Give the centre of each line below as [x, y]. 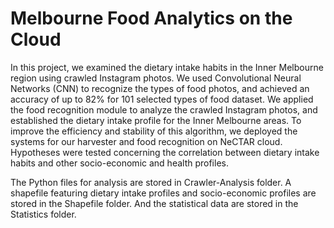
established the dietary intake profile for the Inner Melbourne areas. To [156, 120]
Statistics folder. [43, 214]
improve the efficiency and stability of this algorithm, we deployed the [154, 131]
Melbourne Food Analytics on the [151, 18]
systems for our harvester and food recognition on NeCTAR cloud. [146, 141]
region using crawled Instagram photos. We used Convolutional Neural [156, 78]
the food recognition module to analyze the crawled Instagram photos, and [164, 109]
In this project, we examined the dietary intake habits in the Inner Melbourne [167, 67]
